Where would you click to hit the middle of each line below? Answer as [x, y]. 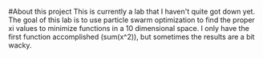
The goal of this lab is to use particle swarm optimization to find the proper [131, 20]
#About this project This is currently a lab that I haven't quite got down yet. [131, 12]
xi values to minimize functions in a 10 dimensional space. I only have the [129, 28]
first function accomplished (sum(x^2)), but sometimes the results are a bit [131, 37]
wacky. [20, 45]
